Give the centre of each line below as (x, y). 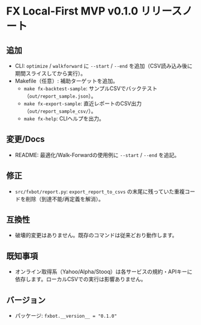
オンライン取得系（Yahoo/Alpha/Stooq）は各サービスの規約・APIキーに (103, 272)
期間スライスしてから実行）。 (50, 73)
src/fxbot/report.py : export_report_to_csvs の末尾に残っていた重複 (100, 191)
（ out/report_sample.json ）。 (60, 96)
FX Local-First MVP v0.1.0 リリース (94, 11)
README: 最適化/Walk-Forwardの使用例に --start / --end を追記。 (97, 155)
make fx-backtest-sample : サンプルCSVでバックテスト (91, 88)
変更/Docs (25, 139)
